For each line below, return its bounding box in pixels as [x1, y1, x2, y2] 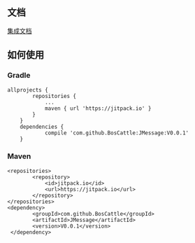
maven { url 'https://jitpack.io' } [44, 104, 152, 112]
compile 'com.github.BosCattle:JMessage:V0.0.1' [44, 129, 189, 137]
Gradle [7, 71, 31, 81]
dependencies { [20, 123, 64, 130]
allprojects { [7, 86, 49, 93]
